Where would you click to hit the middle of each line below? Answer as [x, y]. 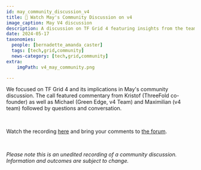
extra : [14, 61]
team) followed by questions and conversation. [64, 109]
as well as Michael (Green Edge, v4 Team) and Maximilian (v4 [105, 102]
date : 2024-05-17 [28, 34]
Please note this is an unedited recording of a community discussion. [92, 154]
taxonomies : [21, 39]
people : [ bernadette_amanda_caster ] [57, 45]
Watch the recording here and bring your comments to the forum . [87, 131]
